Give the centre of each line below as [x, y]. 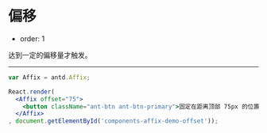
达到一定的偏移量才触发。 [50, 55]
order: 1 [32, 38]
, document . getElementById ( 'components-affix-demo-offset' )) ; [113, 121]
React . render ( [32, 92]
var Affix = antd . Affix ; [49, 77]
